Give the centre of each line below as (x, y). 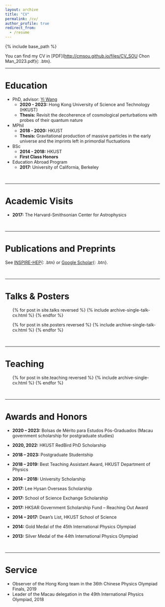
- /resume (19, 32)
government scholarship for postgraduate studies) (63, 435)
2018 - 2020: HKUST (41, 130)
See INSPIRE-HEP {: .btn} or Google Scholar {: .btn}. (56, 262)
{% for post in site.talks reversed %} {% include (61, 310)
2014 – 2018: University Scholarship (49, 479)
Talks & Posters (37, 296)
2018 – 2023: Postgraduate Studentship (53, 455)
